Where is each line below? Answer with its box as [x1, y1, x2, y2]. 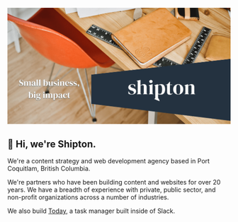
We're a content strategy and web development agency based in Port [7, 157, 210, 165]
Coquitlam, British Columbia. [7, 164, 91, 173]
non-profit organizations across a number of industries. [7, 193, 169, 201]
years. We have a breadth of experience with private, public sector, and [7, 185, 216, 194]
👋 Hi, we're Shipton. [7, 138, 96, 150]
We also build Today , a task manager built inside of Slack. [7, 206, 176, 216]
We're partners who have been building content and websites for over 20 [7, 178, 221, 187]
